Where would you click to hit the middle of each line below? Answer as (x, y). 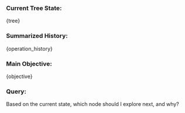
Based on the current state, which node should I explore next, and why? (93, 104)
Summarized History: (37, 36)
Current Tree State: (34, 8)
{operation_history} (29, 48)
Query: (16, 91)
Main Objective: (29, 63)
